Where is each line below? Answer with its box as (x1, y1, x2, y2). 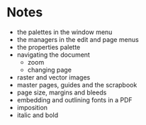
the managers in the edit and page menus (16, 35, 139, 43)
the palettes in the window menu (16, 28, 113, 36)
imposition (16, 103, 47, 112)
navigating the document (16, 50, 90, 59)
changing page (27, 65, 72, 74)
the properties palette (16, 43, 81, 51)
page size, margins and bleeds (16, 88, 107, 97)
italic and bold (16, 111, 58, 119)
